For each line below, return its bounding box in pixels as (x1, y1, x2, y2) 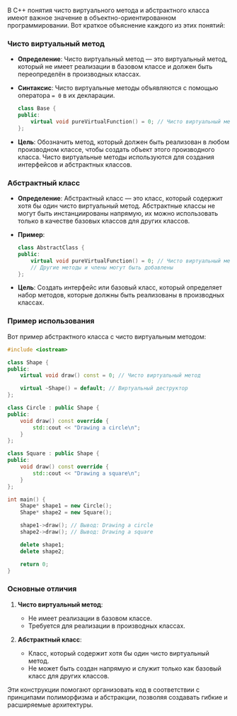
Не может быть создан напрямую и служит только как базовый (28, 663, 221, 673)
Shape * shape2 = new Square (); (20, 509, 112, 517)
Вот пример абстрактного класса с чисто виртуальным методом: (7, 332, 207, 341)
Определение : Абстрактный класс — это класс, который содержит (17, 194, 223, 203)
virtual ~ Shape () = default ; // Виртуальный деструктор (20, 385, 189, 392)
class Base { (17, 105, 57, 112)
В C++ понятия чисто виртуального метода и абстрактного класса (7, 6, 210, 14)
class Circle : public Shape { (7, 404, 100, 412)
